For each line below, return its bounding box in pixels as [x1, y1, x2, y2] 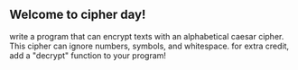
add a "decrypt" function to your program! [9, 49, 167, 61]
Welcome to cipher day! [9, 7, 146, 22]
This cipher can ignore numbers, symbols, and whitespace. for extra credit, [9, 40, 290, 51]
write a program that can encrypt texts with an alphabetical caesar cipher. [9, 31, 284, 41]
